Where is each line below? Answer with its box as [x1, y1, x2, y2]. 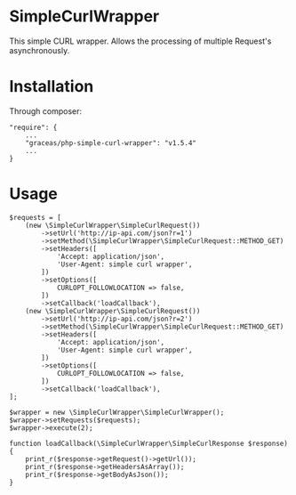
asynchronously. [9, 45, 70, 55]
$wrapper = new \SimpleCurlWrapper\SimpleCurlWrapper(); [9, 408, 225, 417]
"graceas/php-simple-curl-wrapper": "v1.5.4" [25, 138, 197, 148]
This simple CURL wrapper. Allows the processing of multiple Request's [9, 36, 272, 46]
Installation [9, 77, 94, 97]
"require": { [9, 123, 58, 132]
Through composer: [9, 105, 83, 117]
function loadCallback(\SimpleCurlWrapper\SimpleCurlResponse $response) [9, 439, 289, 448]
